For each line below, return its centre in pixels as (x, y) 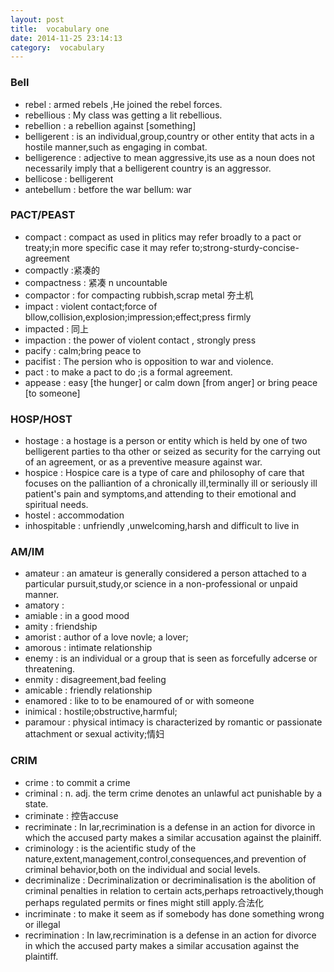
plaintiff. (41, 956)
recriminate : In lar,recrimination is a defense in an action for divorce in (170, 827)
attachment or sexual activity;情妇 (94, 734)
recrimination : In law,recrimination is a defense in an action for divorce (170, 935)
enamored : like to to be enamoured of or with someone (139, 701)
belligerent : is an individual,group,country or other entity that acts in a (169, 136)
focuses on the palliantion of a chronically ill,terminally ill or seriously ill (171, 483)
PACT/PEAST (43, 215)
